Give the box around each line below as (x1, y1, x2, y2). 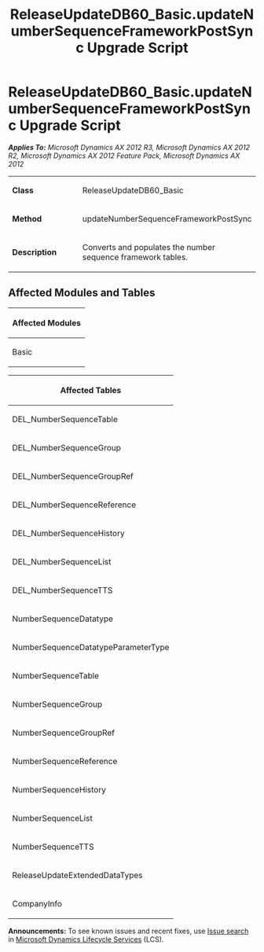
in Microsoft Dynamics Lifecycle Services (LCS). (8, 934, 164, 944)
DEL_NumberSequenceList (12, 556, 112, 567)
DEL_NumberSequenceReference (12, 499, 137, 510)
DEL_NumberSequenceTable (12, 414, 118, 425)
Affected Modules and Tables (8, 286, 156, 300)
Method (12, 213, 42, 224)
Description (12, 246, 57, 257)
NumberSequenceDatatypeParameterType (12, 641, 170, 652)
